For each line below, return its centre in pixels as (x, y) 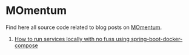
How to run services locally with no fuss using (72, 39)
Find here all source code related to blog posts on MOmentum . (84, 27)
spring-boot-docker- (157, 39)
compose (26, 45)
